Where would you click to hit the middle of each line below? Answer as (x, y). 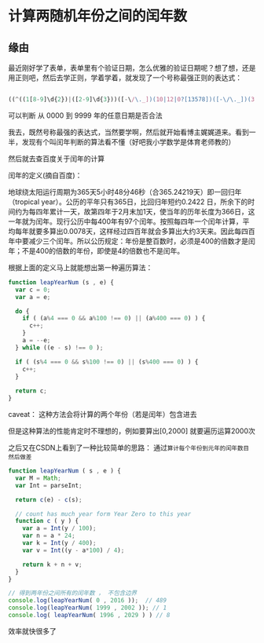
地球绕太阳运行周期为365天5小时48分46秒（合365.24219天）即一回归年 (125, 192)
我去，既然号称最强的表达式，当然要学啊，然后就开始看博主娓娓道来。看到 (128, 132)
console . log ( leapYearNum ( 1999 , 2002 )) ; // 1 (88, 608)
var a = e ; (33, 297)
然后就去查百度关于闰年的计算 (56, 159)
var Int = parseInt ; (49, 485)
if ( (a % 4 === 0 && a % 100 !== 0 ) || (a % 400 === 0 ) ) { (114, 319)
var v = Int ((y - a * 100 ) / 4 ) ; (73, 550)
